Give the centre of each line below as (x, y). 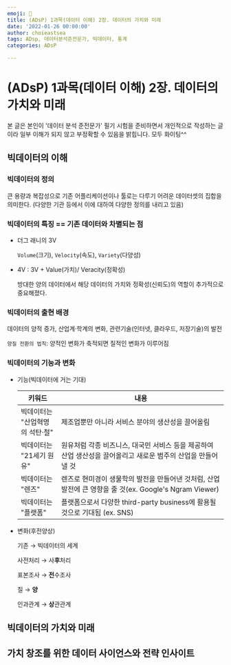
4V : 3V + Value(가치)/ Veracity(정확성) (71, 269)
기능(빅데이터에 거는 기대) (52, 379)
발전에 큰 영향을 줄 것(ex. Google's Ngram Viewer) (140, 489)
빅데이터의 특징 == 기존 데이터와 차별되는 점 (75, 224)
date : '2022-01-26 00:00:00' (49, 26)
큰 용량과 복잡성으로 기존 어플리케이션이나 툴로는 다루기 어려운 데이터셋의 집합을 (114, 196)
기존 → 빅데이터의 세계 (47, 545)
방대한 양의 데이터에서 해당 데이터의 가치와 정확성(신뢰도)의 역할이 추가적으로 (120, 284)
